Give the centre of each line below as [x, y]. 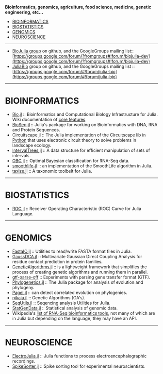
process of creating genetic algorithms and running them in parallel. [80, 272]
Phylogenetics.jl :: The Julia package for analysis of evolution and [78, 282]
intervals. [21, 155]
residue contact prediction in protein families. [57, 261]
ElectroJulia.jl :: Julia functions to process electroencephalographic [79, 356]
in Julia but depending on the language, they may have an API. [74, 318]
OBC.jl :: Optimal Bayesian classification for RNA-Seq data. [71, 161]
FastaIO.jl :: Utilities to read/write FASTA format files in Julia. [72, 251]
